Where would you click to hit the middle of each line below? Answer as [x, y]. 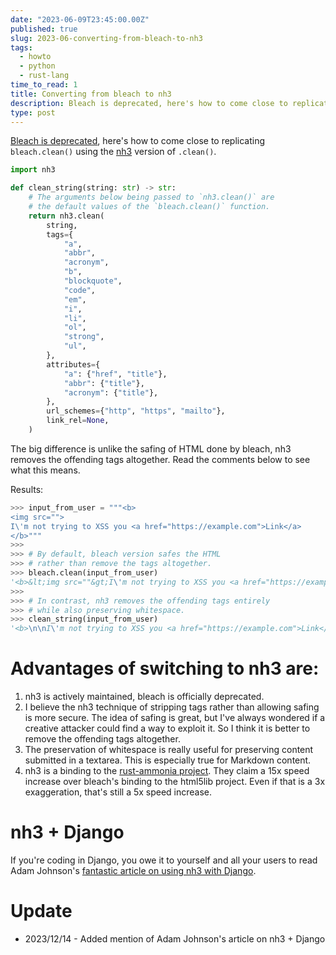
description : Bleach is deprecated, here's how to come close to [149, 103]
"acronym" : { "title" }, [111, 392]
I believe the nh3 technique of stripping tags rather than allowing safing [172, 707]
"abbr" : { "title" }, [104, 383]
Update [41, 911]
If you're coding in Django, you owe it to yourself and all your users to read [164, 860]
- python [37, 66]
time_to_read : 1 [44, 85]
